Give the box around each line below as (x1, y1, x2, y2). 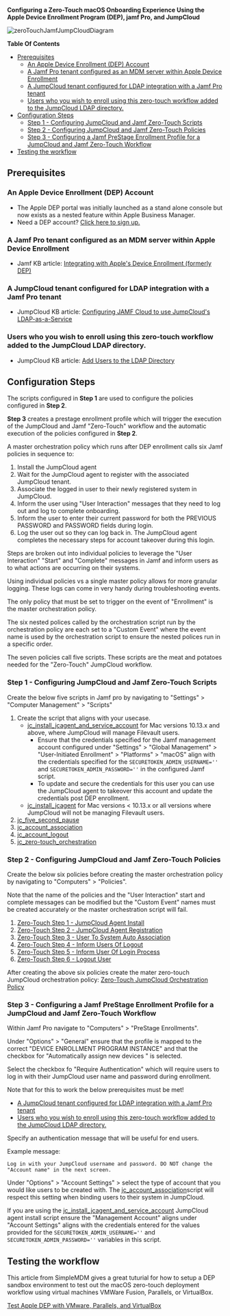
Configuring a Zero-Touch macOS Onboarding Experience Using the (7, 6, 205, 14)
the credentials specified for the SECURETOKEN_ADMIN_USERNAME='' (37, 757, 218, 766)
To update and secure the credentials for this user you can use (37, 779, 215, 787)
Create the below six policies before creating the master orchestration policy (7, 870, 223, 878)
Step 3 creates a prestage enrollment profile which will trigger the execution (7, 414, 222, 423)
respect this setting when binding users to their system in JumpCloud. (7, 1193, 205, 1202)
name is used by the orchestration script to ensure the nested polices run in (7, 633, 221, 641)
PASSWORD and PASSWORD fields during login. (16, 521, 154, 530)
